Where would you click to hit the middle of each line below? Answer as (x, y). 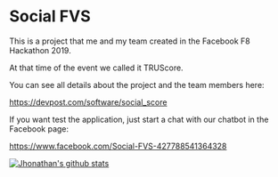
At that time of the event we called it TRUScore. (97, 68)
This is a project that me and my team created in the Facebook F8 (130, 41)
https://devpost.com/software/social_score (88, 102)
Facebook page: (39, 129)
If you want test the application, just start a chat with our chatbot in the (139, 119)
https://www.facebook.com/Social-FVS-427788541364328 (118, 146)
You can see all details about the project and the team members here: (137, 84)
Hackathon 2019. (40, 50)
